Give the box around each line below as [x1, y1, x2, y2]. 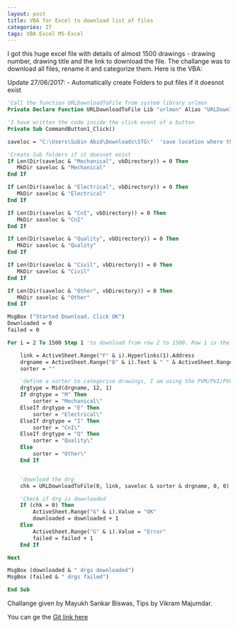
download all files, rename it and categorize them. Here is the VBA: [7, 64, 203, 73]
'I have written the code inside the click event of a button [7, 119, 195, 126]
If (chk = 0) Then [20, 502, 74, 509]
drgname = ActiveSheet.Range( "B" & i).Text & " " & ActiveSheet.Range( [20, 358, 236, 365]
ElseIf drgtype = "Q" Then [20, 430, 100, 438]
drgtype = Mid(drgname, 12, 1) [20, 384, 113, 392]
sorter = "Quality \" [33, 437, 93, 445]
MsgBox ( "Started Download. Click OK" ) [7, 313, 125, 321]
